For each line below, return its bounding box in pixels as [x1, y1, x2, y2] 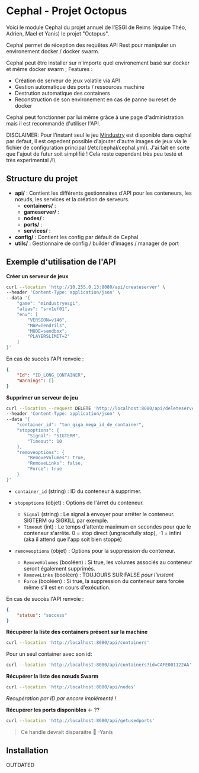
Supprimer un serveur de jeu [6, 394, 78, 401]
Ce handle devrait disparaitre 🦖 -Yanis [20, 728, 114, 735]
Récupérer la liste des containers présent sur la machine [6, 629, 148, 636]
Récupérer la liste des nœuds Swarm [6, 673, 99, 680]
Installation [6, 746, 49, 756]
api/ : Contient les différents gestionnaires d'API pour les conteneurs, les [14, 189, 192, 197]
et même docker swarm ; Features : [6, 65, 93, 72]
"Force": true [27, 466, 62, 472]
